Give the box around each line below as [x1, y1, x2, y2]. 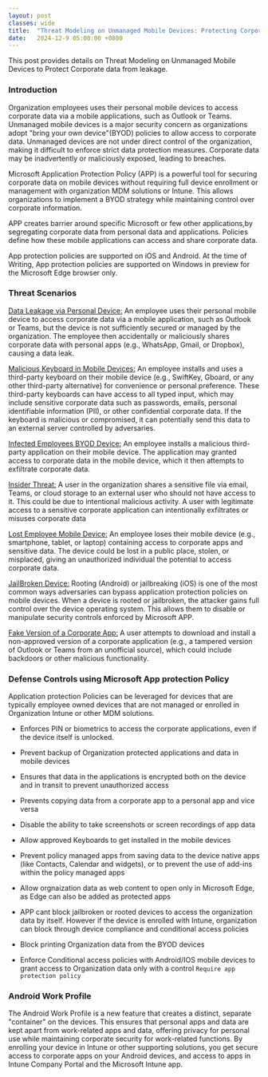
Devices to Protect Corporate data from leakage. [8, 65, 168, 74]
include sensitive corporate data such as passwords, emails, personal [8, 397, 238, 407]
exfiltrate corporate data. [8, 464, 90, 474]
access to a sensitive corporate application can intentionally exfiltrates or [8, 505, 249, 515]
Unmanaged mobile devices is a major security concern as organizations [8, 119, 248, 129]
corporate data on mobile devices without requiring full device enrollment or [8, 177, 258, 187]
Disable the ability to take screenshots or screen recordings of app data [19, 820, 256, 829]
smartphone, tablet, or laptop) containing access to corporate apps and [8, 537, 243, 547]
